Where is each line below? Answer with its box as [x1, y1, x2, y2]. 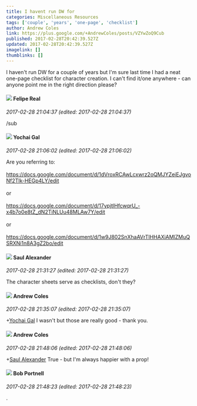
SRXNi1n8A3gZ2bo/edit [6, 239, 64, 247]
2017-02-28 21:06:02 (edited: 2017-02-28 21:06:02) [6, 147, 132, 154]
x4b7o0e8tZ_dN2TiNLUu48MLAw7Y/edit [6, 208, 106, 215]
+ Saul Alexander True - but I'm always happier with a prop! [6, 355, 149, 362]
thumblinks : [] [6, 52, 44, 58]
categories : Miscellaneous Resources [6, 14, 99, 20]
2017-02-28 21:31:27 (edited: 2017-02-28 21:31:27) [6, 267, 129, 274]
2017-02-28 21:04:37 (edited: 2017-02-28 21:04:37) [6, 108, 132, 115]
